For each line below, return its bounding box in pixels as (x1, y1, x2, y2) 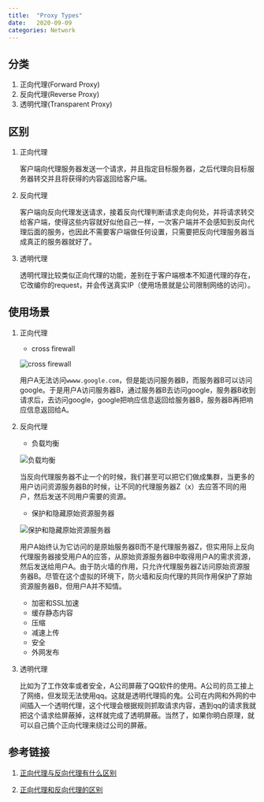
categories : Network (8, 26, 76, 34)
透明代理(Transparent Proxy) (19, 99, 113, 109)
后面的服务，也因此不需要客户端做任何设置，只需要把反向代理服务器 (26, 227, 248, 237)
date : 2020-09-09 (8, 19, 73, 27)
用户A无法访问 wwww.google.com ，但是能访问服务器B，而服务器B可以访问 (19, 375, 253, 385)
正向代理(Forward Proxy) (19, 80, 100, 89)
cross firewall (31, 344, 76, 353)
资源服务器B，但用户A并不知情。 (19, 581, 126, 591)
